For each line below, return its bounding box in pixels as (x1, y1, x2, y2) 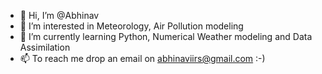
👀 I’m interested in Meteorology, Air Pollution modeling (19, 20, 244, 32)
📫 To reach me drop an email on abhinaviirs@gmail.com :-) (19, 53, 266, 64)
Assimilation (19, 41, 71, 53)
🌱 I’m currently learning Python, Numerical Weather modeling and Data (19, 31, 313, 42)
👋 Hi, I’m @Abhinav (19, 10, 100, 21)
